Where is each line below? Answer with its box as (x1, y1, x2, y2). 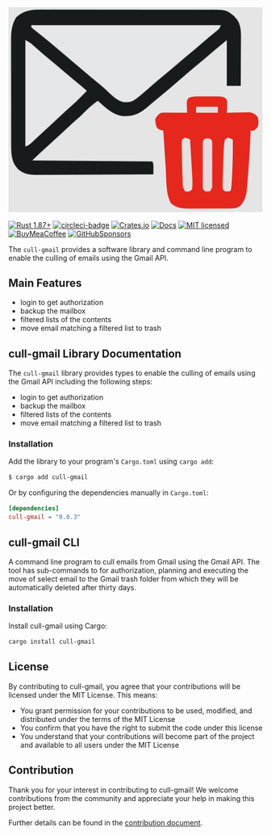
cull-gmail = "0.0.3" (8, 513, 81, 522)
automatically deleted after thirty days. (8, 582, 137, 592)
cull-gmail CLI (8, 535, 80, 549)
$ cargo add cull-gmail (8, 473, 89, 481)
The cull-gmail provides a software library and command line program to (8, 244, 252, 254)
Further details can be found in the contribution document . (8, 817, 203, 827)
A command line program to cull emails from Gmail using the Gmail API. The (8, 556, 261, 566)
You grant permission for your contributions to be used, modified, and (19, 706, 252, 715)
